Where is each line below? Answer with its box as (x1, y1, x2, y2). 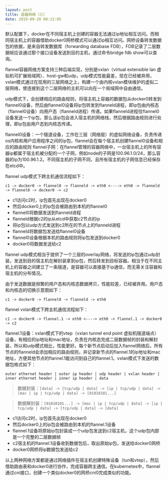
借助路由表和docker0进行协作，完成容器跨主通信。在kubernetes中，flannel (5, 463, 160, 469)
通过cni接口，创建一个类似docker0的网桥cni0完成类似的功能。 (5, 469, 134, 475)
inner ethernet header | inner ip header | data (5, 376, 108, 381)
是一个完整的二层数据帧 (12, 434, 61, 440)
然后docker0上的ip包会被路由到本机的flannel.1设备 (12, 421, 116, 427)
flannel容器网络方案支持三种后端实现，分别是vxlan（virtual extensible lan (5, 66, 156, 72)
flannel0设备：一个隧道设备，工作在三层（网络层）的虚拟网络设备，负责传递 (5, 131, 162, 137)
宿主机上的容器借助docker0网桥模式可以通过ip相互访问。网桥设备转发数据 (9, 37, 162, 43)
